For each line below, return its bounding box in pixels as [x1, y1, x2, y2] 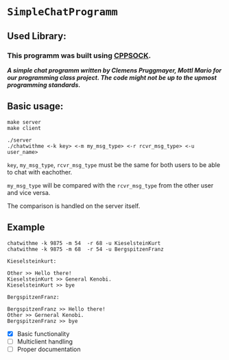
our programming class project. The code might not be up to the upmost [7, 73, 217, 81]
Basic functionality [16, 329, 70, 337]
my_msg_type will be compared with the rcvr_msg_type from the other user [7, 181, 214, 190]
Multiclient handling [16, 337, 73, 346]
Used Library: [7, 30, 67, 42]
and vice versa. [7, 188, 51, 196]
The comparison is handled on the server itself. [7, 201, 141, 210]
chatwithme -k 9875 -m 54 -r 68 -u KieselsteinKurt [7, 240, 161, 246]
